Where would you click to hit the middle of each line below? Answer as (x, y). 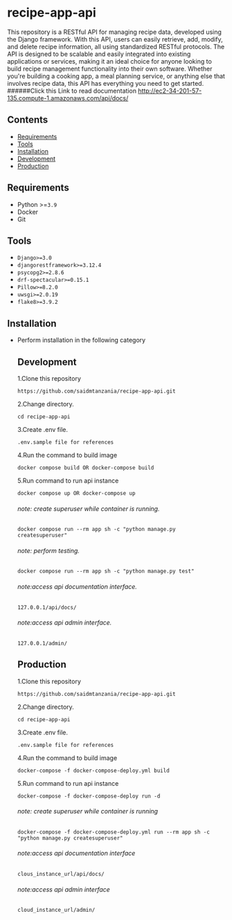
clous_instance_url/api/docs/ (61, 874)
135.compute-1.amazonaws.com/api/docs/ (68, 98)
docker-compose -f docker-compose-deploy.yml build (93, 770)
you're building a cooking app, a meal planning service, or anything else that (116, 76)
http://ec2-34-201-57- (170, 91)
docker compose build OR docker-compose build (86, 468)
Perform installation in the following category (81, 340)
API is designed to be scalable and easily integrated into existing (99, 54)
